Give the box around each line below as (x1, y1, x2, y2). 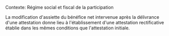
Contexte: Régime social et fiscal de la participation (5, 5, 114, 10)
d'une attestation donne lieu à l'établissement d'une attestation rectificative (5, 20, 164, 25)
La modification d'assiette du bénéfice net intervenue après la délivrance (5, 14, 160, 20)
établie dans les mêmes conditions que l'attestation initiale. (5, 25, 130, 31)
